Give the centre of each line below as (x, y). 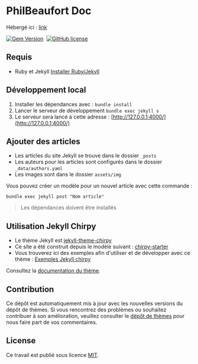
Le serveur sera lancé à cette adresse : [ (64, 117)
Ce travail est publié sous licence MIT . (53, 355)
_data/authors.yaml (39, 169)
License (21, 341)
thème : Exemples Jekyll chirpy (53, 259)
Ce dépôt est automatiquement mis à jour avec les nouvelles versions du (95, 303)
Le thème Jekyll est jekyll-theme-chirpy (63, 241)
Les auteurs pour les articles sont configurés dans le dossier (88, 162)
